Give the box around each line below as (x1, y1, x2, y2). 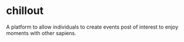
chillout (6, 4, 44, 17)
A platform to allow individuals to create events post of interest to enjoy (6, 23, 179, 30)
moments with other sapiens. (6, 29, 76, 36)
